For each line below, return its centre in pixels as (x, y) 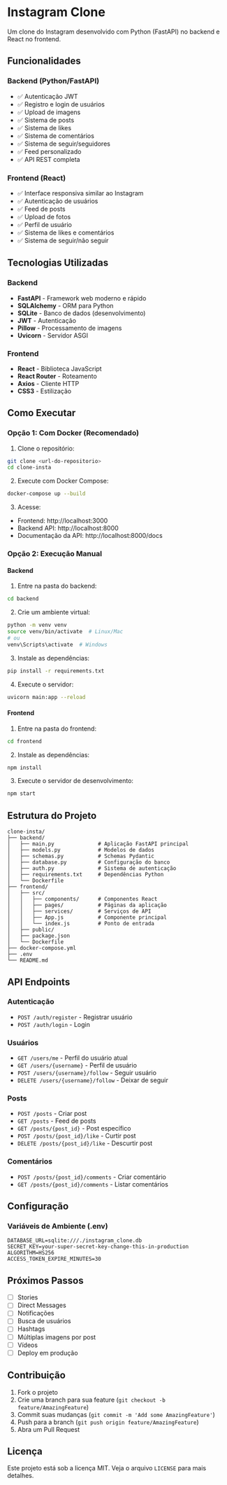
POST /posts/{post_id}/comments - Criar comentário (91, 1177)
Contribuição (37, 1375)
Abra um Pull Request (49, 1429)
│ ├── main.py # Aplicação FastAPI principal (98, 844)
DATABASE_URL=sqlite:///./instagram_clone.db (74, 1241)
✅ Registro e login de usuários (61, 104)
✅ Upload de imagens (49, 112)
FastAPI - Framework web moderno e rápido (82, 298)
